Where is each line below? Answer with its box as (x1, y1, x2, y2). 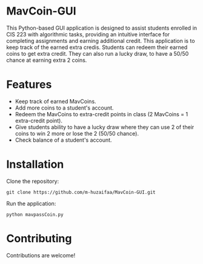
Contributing (6, 232, 72, 245)
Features (6, 78, 52, 91)
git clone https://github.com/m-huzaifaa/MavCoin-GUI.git (6, 189, 156, 195)
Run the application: (6, 200, 56, 207)
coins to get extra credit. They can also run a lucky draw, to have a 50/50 (6, 50, 189, 57)
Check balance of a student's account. (15, 136, 112, 144)
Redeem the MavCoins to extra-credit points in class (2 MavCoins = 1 (15, 110, 188, 117)
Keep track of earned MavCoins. (15, 97, 96, 105)
